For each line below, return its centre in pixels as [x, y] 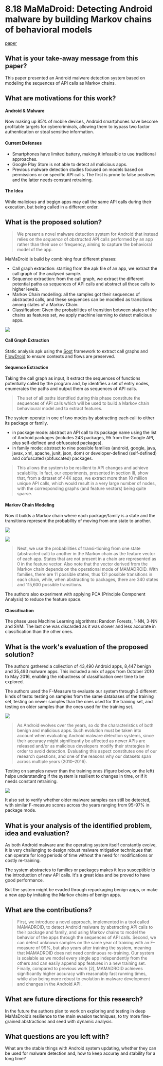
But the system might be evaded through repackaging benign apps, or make [81, 889]
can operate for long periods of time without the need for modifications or [79, 855]
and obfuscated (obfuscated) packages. [53, 458]
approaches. [25, 159]
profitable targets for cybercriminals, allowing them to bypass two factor [77, 127]
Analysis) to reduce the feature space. [43, 599]
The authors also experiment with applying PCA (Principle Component [75, 594]
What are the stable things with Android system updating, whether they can [81, 1048]
